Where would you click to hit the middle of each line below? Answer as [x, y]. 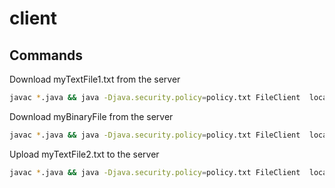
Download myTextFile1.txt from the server [95, 79]
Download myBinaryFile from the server [91, 116]
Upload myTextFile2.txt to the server [84, 154]
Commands [46, 55]
